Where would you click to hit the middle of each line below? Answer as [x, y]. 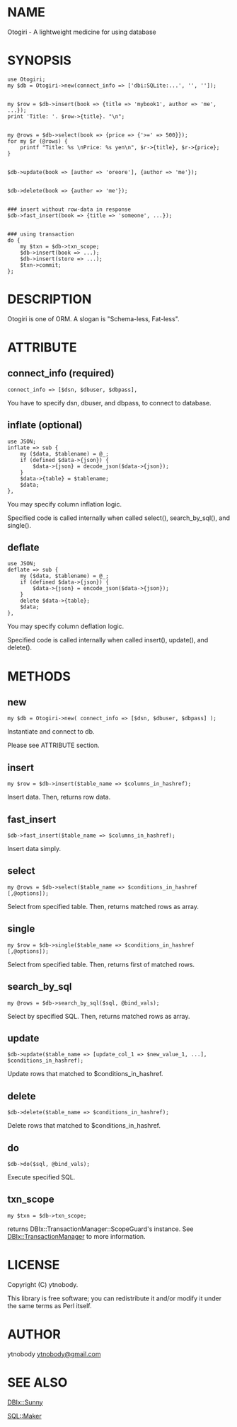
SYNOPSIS [40, 60]
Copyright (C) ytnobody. [43, 1284]
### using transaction [41, 234]
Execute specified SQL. [41, 1177]
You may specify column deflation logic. [66, 626]
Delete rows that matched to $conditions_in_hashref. [84, 1126]
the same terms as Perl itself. [50, 1305]
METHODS [39, 676]
